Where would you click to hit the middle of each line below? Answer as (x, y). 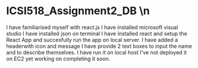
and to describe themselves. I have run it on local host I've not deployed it (97, 52)
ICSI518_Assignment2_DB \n (78, 11)
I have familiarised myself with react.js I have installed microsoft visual (92, 27)
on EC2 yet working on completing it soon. (58, 59)
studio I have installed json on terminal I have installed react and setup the (97, 33)
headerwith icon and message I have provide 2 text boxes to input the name (99, 46)
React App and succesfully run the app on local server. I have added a (92, 40)
